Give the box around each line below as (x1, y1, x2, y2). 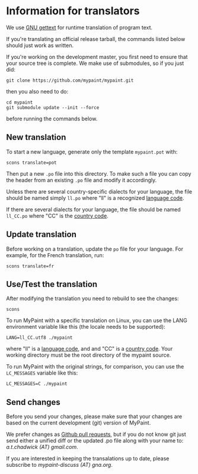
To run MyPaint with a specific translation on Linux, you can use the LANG (6, 317, 188, 324)
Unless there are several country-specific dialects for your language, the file (6, 188, 193, 195)
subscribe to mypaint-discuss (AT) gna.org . (6, 461, 113, 469)
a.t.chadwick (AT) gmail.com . (6, 444, 78, 451)
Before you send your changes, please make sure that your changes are (6, 413, 183, 420)
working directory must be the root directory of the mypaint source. (6, 351, 171, 358)
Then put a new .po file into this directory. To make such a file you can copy (6, 170, 191, 177)
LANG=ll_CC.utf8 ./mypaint (6, 335, 73, 341)
